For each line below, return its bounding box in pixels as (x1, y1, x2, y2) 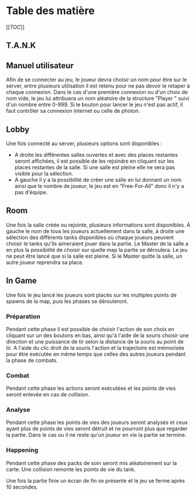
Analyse (6, 406, 30, 414)
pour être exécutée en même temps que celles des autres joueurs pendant (6, 351, 186, 358)
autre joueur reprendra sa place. (6, 258, 84, 265)
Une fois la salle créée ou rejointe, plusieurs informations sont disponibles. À (6, 221, 191, 228)
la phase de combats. (6, 356, 59, 363)
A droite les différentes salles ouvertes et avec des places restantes (14, 151, 178, 158)
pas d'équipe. (14, 188, 48, 196)
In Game (6, 276, 37, 286)
